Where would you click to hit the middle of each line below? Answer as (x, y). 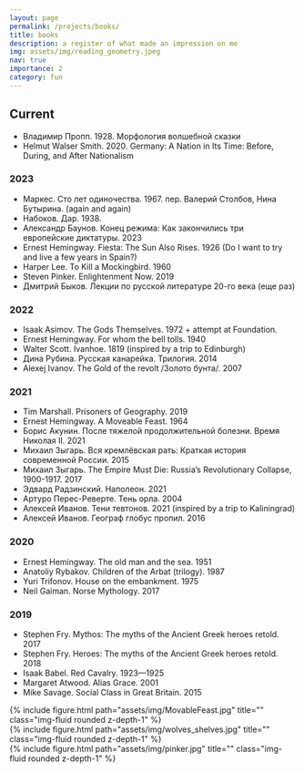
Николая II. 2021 (54, 441)
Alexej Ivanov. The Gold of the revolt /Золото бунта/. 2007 (132, 368)
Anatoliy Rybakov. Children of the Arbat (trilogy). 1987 (123, 572)
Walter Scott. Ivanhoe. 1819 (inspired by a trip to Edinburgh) (134, 349)
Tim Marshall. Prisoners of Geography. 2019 (105, 412)
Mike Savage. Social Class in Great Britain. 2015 (112, 693)
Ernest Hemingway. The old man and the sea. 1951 (117, 562)
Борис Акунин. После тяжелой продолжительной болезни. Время (151, 431)
